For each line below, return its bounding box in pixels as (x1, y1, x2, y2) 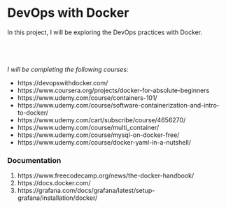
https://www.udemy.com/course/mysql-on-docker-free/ (17, 131, 180, 139)
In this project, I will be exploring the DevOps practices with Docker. (7, 28, 203, 36)
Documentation (7, 155, 62, 165)
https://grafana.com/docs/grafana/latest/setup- (17, 187, 155, 195)
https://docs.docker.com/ (17, 179, 91, 187)
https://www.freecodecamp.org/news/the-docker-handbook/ (17, 171, 195, 180)
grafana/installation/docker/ (17, 194, 98, 202)
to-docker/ (17, 108, 49, 117)
